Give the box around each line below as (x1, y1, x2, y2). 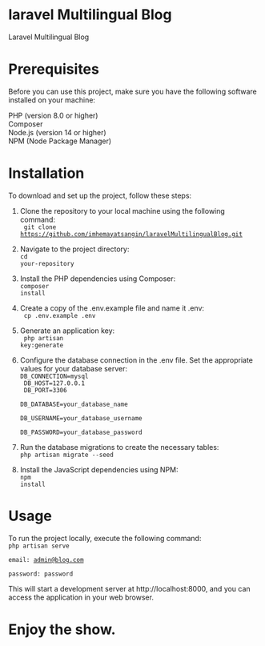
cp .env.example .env (23, 311, 96, 319)
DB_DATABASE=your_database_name (19, 400, 128, 408)
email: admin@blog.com (8, 556, 84, 564)
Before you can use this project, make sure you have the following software (8, 86, 258, 96)
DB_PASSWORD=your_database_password (19, 428, 143, 436)
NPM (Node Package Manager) (8, 136, 112, 146)
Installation (8, 164, 85, 183)
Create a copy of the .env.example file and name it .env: (19, 303, 205, 313)
